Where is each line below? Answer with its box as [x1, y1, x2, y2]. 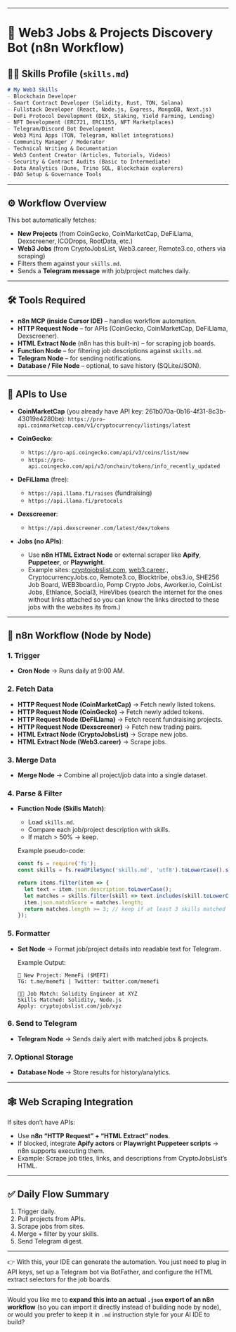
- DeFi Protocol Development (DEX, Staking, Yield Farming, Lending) [7, 112, 216, 119]
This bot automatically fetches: [7, 216, 97, 225]
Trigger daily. [17, 1207, 56, 1215]
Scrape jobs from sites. [17, 1222, 85, 1230]
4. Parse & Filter [7, 788, 63, 798]
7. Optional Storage [7, 1052, 74, 1062]
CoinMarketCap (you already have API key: [17, 407, 144, 415]
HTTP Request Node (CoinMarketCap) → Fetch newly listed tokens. [17, 700, 216, 708]
